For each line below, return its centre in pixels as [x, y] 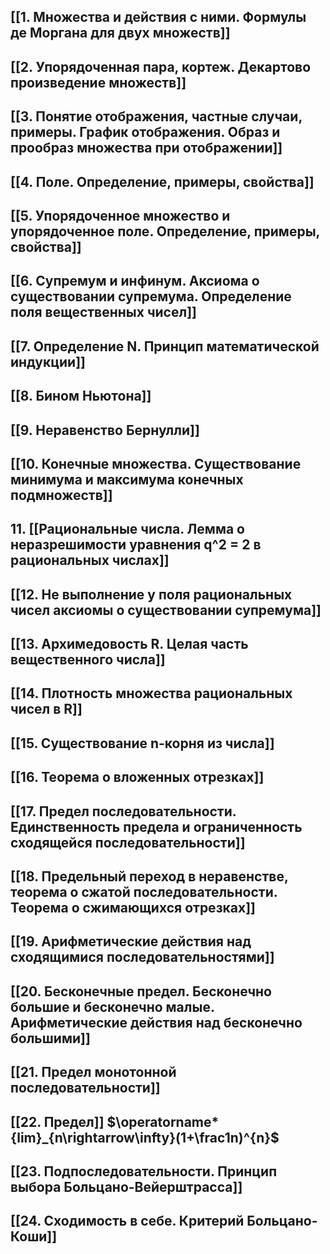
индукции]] [48, 361]
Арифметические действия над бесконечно [156, 1022]
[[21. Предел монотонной [93, 1072]
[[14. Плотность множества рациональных [151, 693]
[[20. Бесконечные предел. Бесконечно [141, 991]
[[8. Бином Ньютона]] [81, 396]
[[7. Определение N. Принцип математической [165, 346]
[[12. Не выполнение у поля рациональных [151, 594]
